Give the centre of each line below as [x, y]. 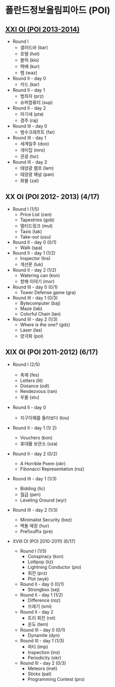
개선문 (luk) [32, 264]
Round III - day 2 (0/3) [43, 663]
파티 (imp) [38, 647]
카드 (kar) [30, 84]
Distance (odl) [35, 386]
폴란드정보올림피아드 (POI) [58, 10]
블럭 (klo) [30, 60]
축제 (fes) [30, 375]
